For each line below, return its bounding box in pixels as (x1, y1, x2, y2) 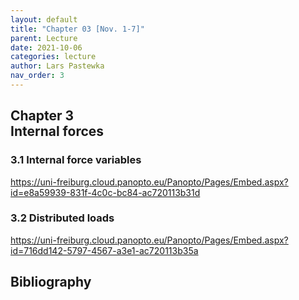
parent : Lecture (10, 33, 78, 43)
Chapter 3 (10, 107, 75, 125)
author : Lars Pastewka (10, 61, 105, 71)
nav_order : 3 (10, 71, 65, 81)
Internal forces (10, 123, 105, 140)
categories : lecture (10, 52, 97, 62)
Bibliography (10, 274, 92, 291)
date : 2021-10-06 (10, 42, 83, 53)
